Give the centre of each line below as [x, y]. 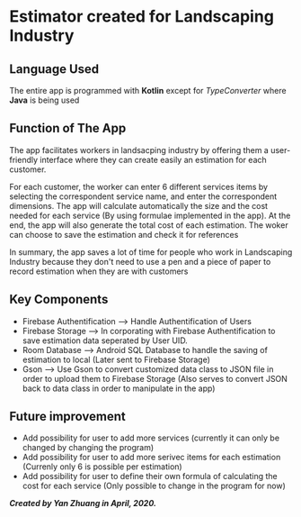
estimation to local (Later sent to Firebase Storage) [116, 359]
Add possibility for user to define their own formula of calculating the [150, 476]
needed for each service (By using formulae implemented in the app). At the [150, 215]
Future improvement [67, 417]
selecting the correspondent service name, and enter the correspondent [143, 196]
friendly [24, 159]
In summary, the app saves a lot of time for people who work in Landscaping [151, 252]
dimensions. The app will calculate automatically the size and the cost [138, 205]
